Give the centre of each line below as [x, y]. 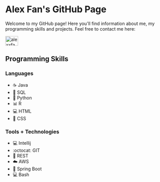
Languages [20, 73]
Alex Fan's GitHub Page [56, 9]
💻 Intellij [22, 143]
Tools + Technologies [32, 132]
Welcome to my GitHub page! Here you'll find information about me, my [80, 23]
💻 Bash [21, 174]
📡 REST [21, 155]
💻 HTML [22, 111]
